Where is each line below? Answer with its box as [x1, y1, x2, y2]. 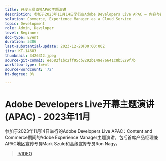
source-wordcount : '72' [5, 67, 54, 72]
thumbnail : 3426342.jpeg [5, 53, 56, 58]
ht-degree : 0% [5, 72, 35, 77]
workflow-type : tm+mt [5, 62, 50, 67]
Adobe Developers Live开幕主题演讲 [5, 99, 155, 110]
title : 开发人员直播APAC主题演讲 [5, 7, 67, 12]
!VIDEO [17, 150, 32, 156]
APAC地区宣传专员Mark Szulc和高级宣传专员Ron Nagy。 [5, 140, 120, 146]
